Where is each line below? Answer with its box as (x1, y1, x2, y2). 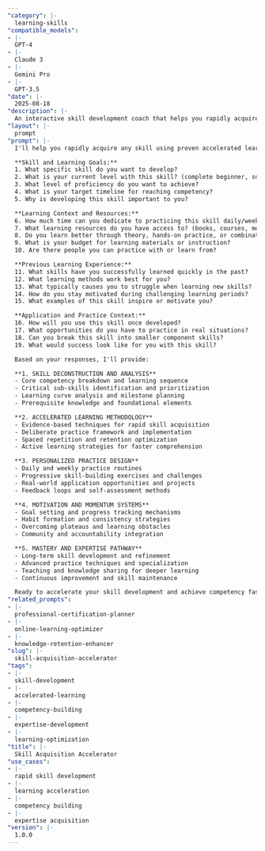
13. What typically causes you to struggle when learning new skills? (14, 283, 252, 291)
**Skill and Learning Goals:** (14, 158, 118, 166)
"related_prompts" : (7, 595, 72, 604)
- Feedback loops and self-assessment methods (14, 486, 171, 495)
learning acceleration (14, 787, 89, 795)
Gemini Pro (14, 70, 51, 78)
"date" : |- (7, 93, 44, 101)
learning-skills (14, 19, 68, 27)
